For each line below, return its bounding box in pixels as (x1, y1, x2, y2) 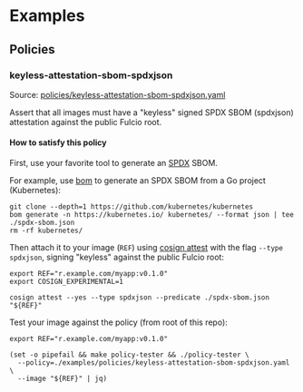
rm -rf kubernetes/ (9, 226, 83, 236)
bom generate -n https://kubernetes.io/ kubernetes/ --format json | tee (9, 211, 295, 220)
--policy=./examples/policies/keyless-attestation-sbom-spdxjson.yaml (17, 358, 290, 367)
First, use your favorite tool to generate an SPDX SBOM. (9, 158, 218, 169)
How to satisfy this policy (9, 137, 107, 148)
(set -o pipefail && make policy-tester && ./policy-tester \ (9, 350, 249, 359)
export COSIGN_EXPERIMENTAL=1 (9, 278, 124, 287)
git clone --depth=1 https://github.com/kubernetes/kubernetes (9, 202, 254, 211)
